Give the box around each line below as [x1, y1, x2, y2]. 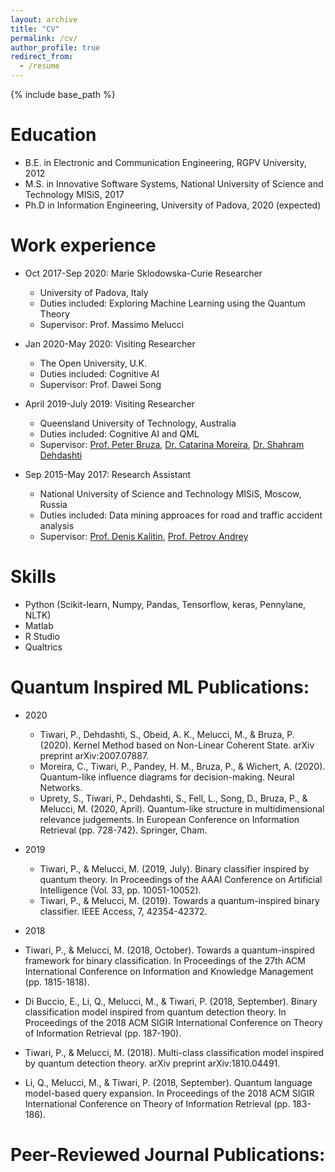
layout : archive [10, 14, 78, 25]
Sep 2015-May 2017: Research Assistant [24, 468, 192, 480]
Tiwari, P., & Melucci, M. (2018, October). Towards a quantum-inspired [24, 944, 315, 956]
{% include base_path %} [10, 89, 116, 100]
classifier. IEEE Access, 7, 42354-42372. [39, 905, 208, 917]
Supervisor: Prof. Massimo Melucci [39, 318, 185, 330]
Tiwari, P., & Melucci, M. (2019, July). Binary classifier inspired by [39, 862, 310, 875]
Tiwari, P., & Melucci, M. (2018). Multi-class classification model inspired [24, 1046, 325, 1058]
